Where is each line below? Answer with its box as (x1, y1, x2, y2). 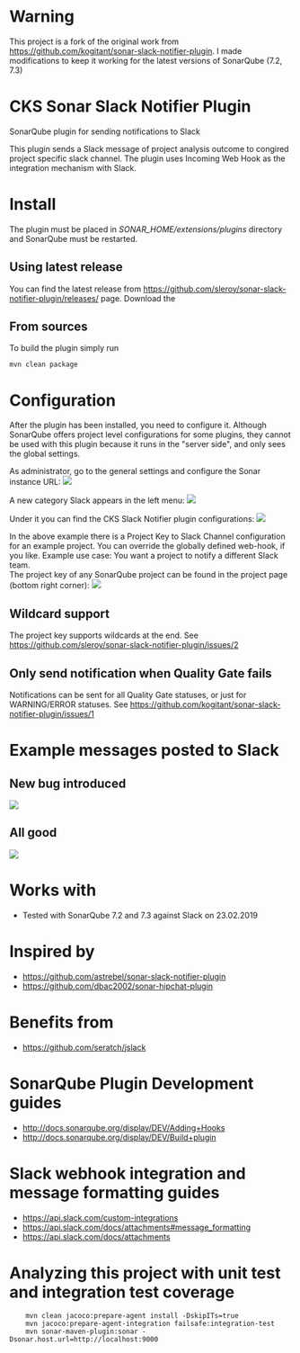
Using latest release (9, 259, 123, 275)
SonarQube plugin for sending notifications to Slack (9, 126, 200, 137)
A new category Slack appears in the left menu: (9, 495, 186, 506)
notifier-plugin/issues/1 (9, 709, 94, 719)
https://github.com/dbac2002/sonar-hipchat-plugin (22, 981, 214, 991)
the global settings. (9, 448, 81, 460)
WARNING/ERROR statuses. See (9, 699, 128, 710)
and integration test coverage (9, 1282, 235, 1302)
